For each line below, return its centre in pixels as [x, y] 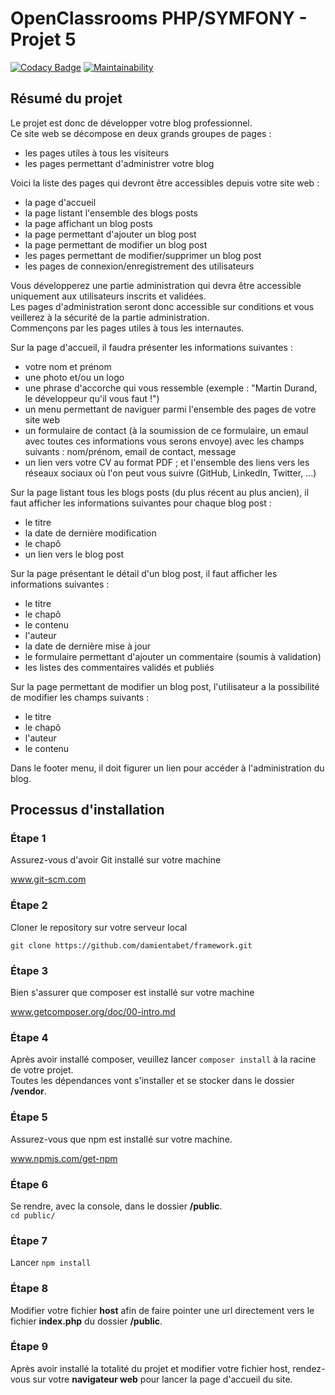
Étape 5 [29, 1117]
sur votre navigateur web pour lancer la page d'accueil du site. [162, 1379]
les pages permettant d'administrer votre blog [119, 163]
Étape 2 [29, 905]
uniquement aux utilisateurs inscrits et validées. [108, 296]
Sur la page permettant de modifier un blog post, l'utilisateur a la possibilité [165, 686]
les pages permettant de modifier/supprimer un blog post [143, 255]
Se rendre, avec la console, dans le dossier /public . [116, 1206]
